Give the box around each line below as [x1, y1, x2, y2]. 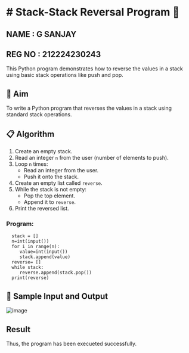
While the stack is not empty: [14, 186, 86, 193]
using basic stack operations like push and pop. [6, 72, 123, 79]
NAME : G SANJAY [6, 29, 77, 39]
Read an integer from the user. [23, 167, 99, 174]
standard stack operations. [6, 111, 72, 118]
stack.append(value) [19, 254, 70, 260]
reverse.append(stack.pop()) [19, 270, 92, 276]
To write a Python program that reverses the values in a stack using [6, 104, 172, 112]
